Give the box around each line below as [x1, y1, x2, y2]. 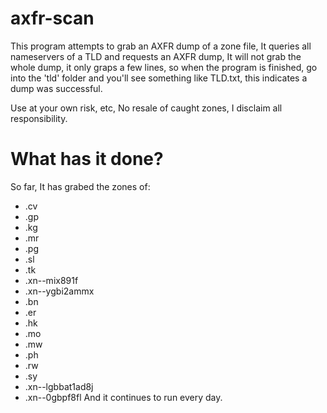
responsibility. [10, 112, 68, 124]
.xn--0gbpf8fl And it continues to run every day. [24, 391, 223, 403]
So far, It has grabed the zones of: [10, 180, 151, 192]
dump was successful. [10, 82, 103, 94]
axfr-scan [10, 7, 95, 30]
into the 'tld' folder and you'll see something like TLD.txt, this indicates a [10, 72, 308, 84]
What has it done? [10, 148, 164, 171]
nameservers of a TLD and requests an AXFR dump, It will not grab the [10, 50, 302, 62]
